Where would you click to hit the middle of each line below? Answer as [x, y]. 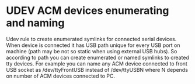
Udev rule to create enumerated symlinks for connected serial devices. [91, 39]
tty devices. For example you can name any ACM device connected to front [97, 63]
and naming [35, 23]
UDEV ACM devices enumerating [88, 11]
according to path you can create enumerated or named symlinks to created [98, 57]
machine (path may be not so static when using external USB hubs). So [92, 51]
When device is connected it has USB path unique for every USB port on [93, 45]
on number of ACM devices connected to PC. [61, 76]
